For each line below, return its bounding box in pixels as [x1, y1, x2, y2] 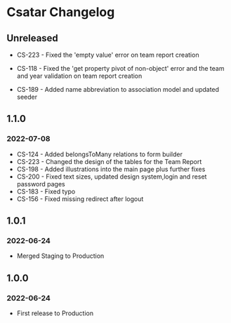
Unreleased [6, 32, 59, 44]
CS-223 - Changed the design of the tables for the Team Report [16, 157, 202, 165]
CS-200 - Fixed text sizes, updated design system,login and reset [16, 172, 207, 181]
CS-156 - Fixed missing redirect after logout [16, 194, 144, 203]
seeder [16, 92, 38, 101]
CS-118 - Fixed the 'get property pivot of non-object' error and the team [16, 64, 225, 72]
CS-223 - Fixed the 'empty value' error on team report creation [16, 50, 199, 59]
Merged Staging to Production [16, 252, 105, 260]
